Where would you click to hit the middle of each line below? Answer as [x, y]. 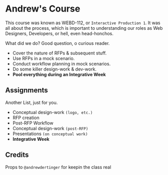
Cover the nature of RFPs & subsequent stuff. [60, 53]
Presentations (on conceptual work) [50, 134]
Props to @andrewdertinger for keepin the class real [58, 167]
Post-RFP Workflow [33, 123]
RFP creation [26, 118]
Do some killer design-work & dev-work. [54, 69]
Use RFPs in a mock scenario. [43, 58]
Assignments [27, 91]
